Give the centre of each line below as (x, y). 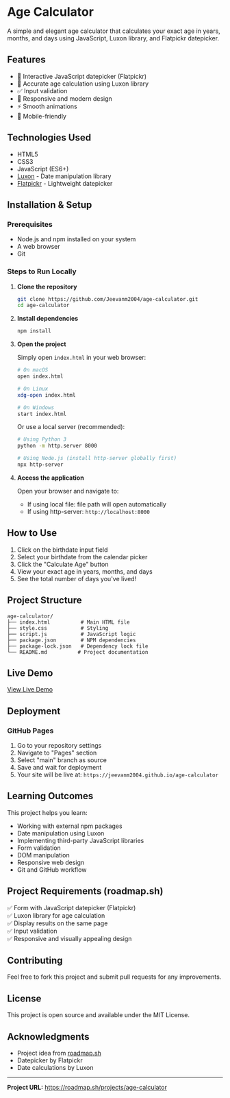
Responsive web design (51, 862)
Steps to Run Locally (42, 271)
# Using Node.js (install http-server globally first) (97, 459)
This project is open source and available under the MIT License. (99, 1015)
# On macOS (33, 370)
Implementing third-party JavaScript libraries (80, 840)
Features (26, 60)
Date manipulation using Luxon (61, 833)
